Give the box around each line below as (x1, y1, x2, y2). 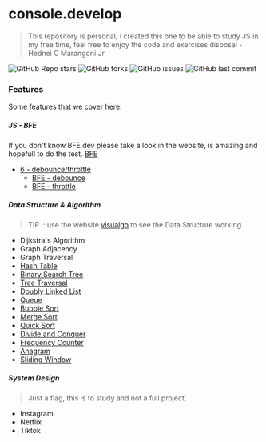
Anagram (19, 346, 50, 356)
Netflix (19, 417, 42, 427)
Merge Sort (19, 312, 58, 322)
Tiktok (19, 426, 42, 436)
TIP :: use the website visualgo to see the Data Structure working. (27, 220, 244, 230)
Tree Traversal (19, 278, 68, 288)
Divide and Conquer (19, 329, 86, 339)
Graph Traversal (19, 253, 73, 263)
